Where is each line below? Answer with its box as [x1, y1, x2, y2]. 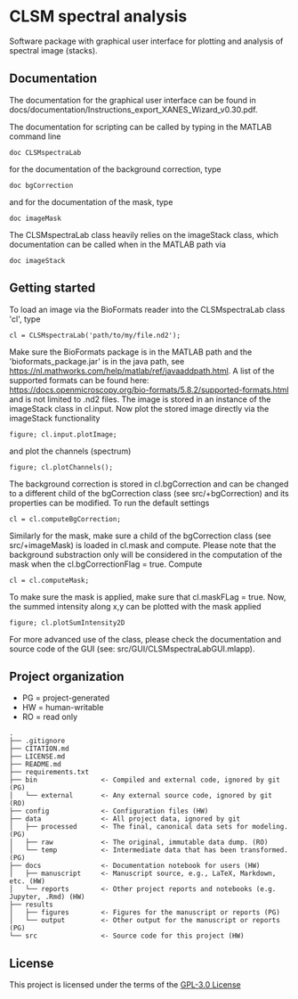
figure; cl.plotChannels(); [9, 463, 114, 471]
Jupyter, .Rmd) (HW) [9, 893, 86, 902]
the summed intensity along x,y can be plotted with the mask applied [9, 601, 262, 611]
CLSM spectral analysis [9, 6, 188, 27]
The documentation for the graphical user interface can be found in [9, 94, 256, 105]
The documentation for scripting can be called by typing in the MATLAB [9, 121, 272, 132]
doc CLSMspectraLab [9, 148, 82, 157]
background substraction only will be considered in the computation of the [9, 549, 283, 560]
